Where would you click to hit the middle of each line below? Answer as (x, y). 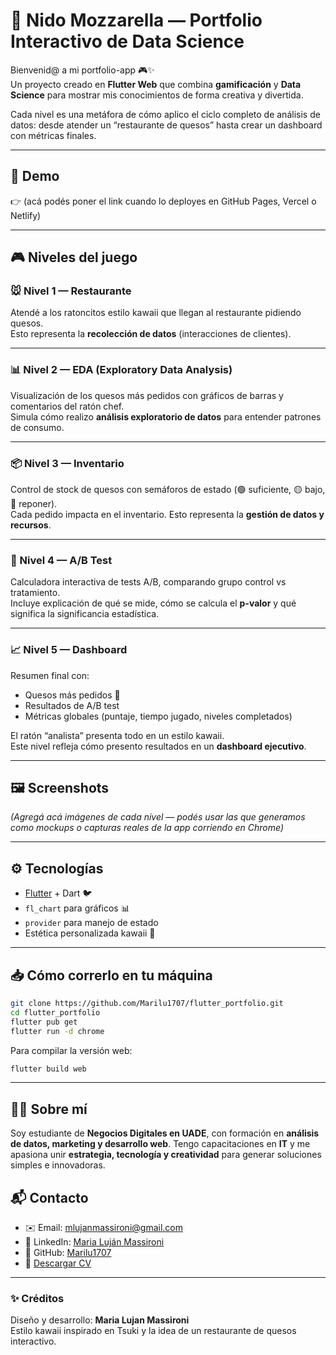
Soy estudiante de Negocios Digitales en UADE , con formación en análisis (165, 1133)
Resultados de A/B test (72, 705)
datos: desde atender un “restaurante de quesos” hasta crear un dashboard (166, 125)
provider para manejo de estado (91, 923)
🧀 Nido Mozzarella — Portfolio (136, 20)
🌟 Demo (35, 176)
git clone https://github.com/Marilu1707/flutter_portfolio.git (147, 1004)
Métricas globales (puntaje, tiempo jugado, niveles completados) (158, 716)
